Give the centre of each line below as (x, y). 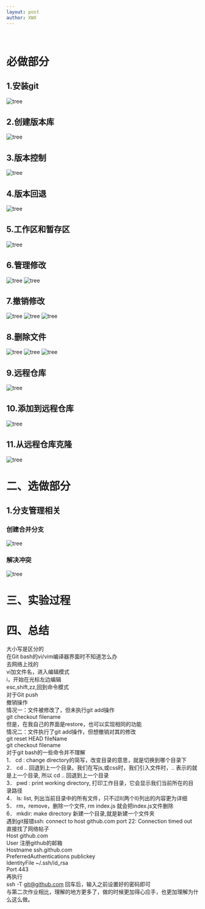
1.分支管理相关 (34, 511)
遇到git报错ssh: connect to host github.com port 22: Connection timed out (99, 821)
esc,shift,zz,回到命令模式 (38, 687)
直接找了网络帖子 (28, 828)
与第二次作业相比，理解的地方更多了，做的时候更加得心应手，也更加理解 (97, 892)
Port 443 (18, 869)
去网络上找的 (22, 664)
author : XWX (21, 18)
